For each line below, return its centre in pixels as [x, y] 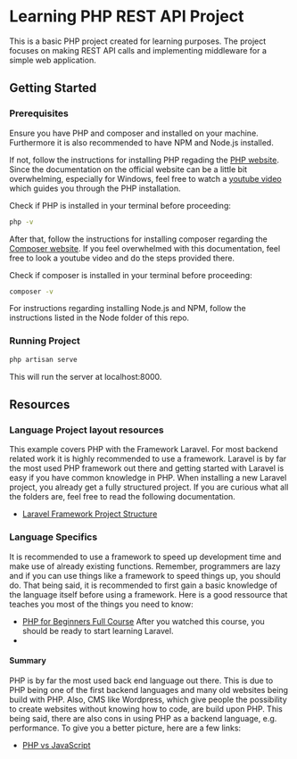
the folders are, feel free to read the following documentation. [123, 497]
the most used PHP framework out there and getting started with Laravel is [147, 468]
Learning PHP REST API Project [127, 16]
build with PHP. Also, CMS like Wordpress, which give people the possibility [148, 699]
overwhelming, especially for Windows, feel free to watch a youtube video [146, 178]
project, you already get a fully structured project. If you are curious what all [149, 487]
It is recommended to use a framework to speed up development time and [145, 557]
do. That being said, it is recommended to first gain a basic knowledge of [144, 585]
